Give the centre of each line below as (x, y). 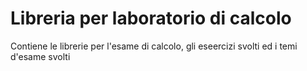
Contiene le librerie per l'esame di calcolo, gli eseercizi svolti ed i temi (154, 46)
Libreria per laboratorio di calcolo (151, 18)
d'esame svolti (40, 56)
